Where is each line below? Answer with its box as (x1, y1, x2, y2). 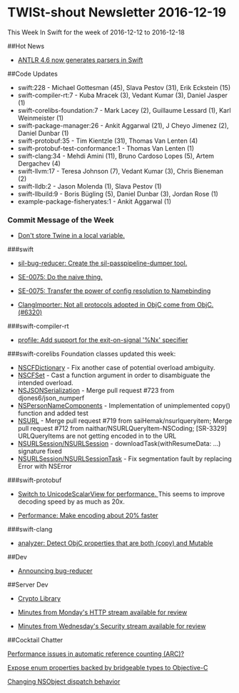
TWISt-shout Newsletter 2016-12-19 (7, 4, 227, 21)
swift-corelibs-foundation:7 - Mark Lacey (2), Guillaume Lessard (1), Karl (17, 106, 231, 114)
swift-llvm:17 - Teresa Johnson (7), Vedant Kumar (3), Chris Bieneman (17, 166, 223, 175)
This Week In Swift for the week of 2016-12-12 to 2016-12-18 (7, 28, 185, 36)
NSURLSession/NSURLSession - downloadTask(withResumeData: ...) (17, 439, 221, 448)
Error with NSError (17, 462, 73, 471)
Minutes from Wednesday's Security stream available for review (17, 622, 206, 631)
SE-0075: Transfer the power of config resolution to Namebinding (17, 286, 211, 295)
